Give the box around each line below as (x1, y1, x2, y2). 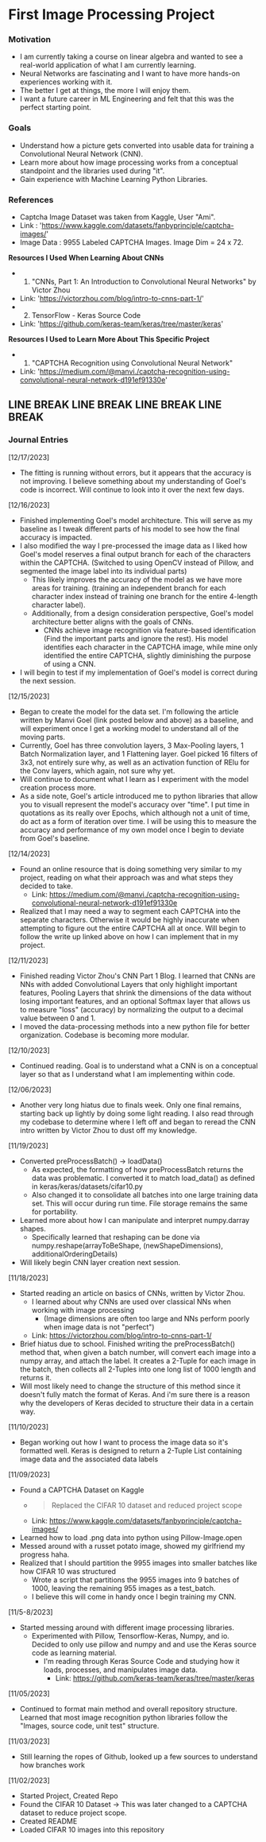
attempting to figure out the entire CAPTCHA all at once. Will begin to (19, 923, 246, 933)
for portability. (31, 1206, 78, 1217)
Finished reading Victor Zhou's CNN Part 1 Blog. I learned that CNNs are (19, 971, 256, 981)
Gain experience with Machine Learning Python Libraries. (19, 174, 208, 184)
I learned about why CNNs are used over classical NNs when (31, 1297, 232, 1306)
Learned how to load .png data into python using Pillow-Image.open (19, 1532, 242, 1542)
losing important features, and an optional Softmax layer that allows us (19, 996, 251, 1006)
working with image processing (31, 1305, 135, 1314)
